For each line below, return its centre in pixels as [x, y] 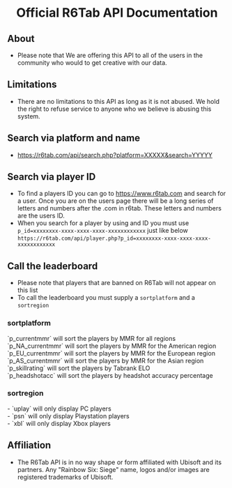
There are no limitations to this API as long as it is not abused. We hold [118, 101]
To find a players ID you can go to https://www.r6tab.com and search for [122, 194]
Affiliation [29, 445]
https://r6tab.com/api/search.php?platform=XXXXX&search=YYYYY [115, 155]
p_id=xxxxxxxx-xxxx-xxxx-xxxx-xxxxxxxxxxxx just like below [102, 231]
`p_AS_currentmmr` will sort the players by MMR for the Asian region [106, 360]
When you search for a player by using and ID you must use [103, 223]
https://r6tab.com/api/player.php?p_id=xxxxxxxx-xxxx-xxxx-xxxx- [114, 238]
